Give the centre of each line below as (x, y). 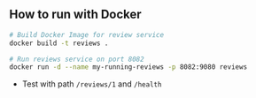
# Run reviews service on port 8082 (77, 59)
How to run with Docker (75, 15)
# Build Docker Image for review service (87, 34)
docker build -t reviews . (59, 43)
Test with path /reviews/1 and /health (92, 84)
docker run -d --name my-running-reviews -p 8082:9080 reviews (128, 67)
